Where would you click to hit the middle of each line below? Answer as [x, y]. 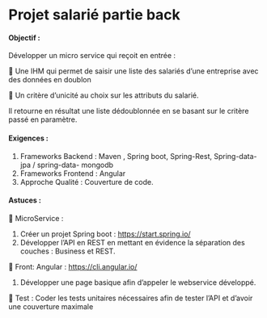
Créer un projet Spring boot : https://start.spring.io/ [106, 234]
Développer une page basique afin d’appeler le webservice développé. [138, 282]
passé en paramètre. [43, 119]
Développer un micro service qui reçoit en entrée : [92, 56]
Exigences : [28, 138]
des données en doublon [50, 80]
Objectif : [24, 37]
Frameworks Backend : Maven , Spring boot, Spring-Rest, [116, 156]
